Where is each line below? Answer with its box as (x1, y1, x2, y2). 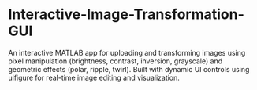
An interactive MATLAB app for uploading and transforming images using (8, 48, 246, 57)
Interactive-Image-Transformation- (8, 5, 244, 23)
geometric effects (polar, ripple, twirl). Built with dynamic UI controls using (8, 64, 250, 74)
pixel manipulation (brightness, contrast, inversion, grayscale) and (8, 56, 223, 66)
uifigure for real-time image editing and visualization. (8, 73, 180, 82)
